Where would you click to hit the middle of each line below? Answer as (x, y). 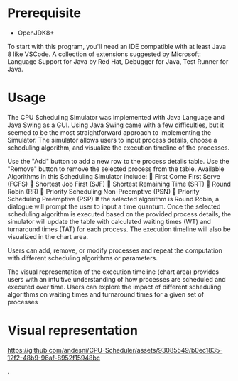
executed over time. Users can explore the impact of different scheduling (114, 287)
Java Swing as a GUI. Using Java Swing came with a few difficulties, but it (116, 125)
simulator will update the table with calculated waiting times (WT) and (109, 221)
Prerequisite (44, 13)
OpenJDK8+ (36, 33)
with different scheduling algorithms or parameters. (82, 258)
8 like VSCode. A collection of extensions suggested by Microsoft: (104, 54)
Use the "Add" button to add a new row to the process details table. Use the (118, 161)
